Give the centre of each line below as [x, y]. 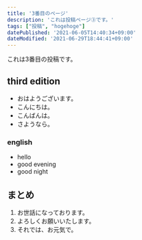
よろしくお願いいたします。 [56, 221]
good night [32, 172]
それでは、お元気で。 [47, 230]
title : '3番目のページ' [38, 13]
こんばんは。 [35, 115]
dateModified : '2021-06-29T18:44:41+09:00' [70, 39]
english [20, 142]
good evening [36, 164]
